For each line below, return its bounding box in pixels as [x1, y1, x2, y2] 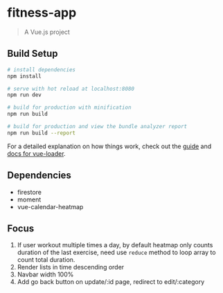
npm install [7, 73, 42, 80]
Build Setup [7, 48, 58, 60]
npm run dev [7, 91, 42, 98]
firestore [17, 188, 42, 196]
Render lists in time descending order [17, 263, 125, 272]
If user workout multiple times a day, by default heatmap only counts [17, 241, 213, 249]
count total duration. [17, 256, 75, 264]
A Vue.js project [24, 28, 71, 36]
